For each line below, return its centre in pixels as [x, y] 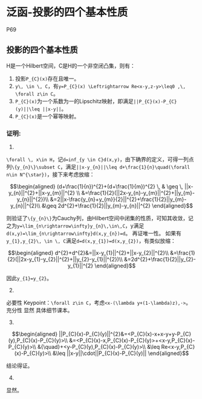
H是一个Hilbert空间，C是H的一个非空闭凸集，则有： [71, 65]
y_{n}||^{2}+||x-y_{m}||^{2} [42, 193]
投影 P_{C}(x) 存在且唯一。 [47, 78]
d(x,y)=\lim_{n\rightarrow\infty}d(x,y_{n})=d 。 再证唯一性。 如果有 [94, 234]
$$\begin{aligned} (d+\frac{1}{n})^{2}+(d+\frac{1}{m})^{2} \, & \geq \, [96, 187]
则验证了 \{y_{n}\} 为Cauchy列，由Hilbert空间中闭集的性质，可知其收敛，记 [100, 219]
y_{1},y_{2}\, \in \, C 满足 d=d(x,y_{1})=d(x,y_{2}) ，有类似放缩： [91, 241]
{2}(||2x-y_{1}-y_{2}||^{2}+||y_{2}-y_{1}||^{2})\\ [65, 260]
